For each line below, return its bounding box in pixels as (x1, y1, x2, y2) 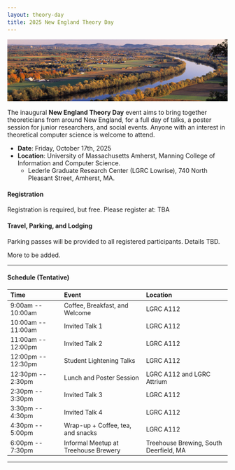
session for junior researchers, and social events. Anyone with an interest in (7, 123, 226, 132)
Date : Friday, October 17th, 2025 (17, 144, 112, 153)
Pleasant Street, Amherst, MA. (27, 174, 115, 182)
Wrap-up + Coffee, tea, (64, 421, 131, 430)
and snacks (64, 429, 97, 437)
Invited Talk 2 (64, 339, 103, 347)
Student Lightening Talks (64, 356, 136, 364)
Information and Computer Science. (17, 159, 121, 167)
